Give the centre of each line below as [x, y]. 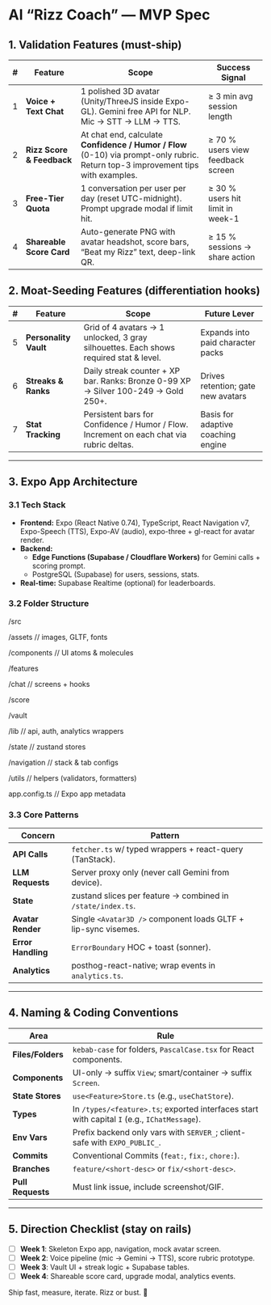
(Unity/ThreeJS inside [122, 101]
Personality [48, 337]
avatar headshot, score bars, [135, 242]
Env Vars [30, 1137]
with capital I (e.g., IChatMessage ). [137, 1119]
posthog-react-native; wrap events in [144, 966]
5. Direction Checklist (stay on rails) [100, 1229]
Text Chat [45, 111]
